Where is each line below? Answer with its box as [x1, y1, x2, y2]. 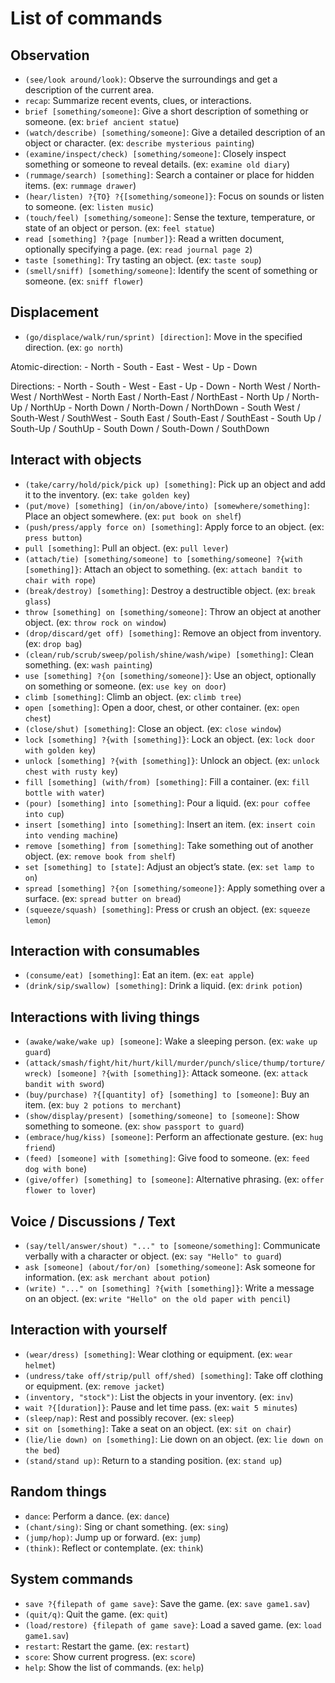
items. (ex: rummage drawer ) [24, 180, 137, 191]
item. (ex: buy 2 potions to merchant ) [24, 1099, 182, 1111]
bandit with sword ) [24, 1078, 105, 1090]
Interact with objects [10, 452, 142, 469]
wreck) [24, 1069, 53, 1079]
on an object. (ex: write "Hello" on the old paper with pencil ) [24, 1293, 291, 1305]
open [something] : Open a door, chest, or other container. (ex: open [24, 701, 300, 713]
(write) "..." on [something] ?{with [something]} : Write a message [24, 1282, 315, 1294]
